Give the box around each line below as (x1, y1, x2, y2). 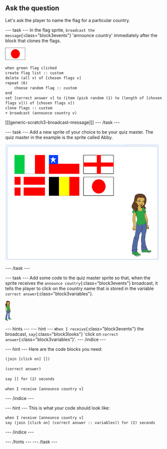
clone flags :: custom (5, 105, 52, 111)
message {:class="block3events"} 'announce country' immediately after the (5, 32, 157, 38)
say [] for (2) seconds (5, 376, 55, 381)
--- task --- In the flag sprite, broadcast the (5, 27, 95, 33)
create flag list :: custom (5, 70, 64, 76)
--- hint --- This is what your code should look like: (5, 405, 110, 411)
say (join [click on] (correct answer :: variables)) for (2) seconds (5, 420, 155, 425)
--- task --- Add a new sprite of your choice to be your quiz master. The (5, 129, 153, 135)
